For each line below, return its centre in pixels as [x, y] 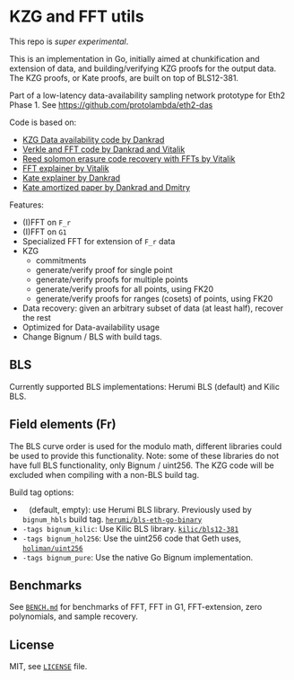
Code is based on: [43, 122]
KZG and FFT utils [77, 17]
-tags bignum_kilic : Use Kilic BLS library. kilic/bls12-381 [130, 528]
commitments [61, 260]
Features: [27, 205]
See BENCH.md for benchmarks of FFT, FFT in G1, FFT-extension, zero [136, 607]
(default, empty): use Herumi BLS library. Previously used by [140, 509]
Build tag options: [42, 492]
